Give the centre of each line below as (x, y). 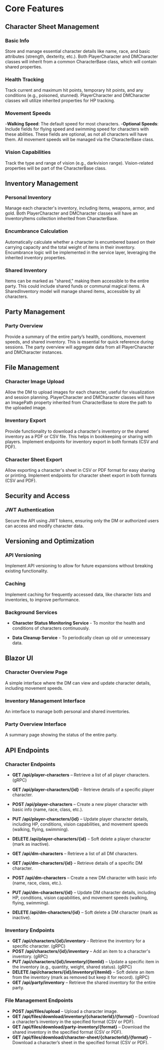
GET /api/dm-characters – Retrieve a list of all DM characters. (75, 854)
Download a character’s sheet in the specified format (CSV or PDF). (80, 1042)
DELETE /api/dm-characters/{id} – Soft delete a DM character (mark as (85, 912)
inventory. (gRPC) (30, 956)
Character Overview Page (36, 672)
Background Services (31, 612)
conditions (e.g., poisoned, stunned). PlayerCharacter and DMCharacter (78, 96)
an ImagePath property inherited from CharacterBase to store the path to (79, 403)
